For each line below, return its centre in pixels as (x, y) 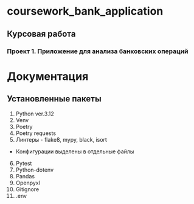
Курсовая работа (41, 34)
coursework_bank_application (85, 11)
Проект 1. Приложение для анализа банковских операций (98, 51)
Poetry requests (36, 133)
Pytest (24, 163)
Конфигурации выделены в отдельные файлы (75, 151)
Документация (48, 76)
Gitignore (27, 189)
